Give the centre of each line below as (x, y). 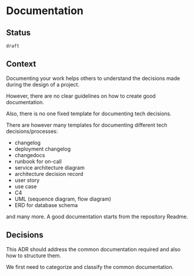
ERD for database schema (46, 205)
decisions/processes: (32, 131)
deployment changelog (43, 149)
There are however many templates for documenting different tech (87, 125)
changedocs (30, 155)
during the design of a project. (43, 84)
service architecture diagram (50, 167)
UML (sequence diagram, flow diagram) (63, 199)
